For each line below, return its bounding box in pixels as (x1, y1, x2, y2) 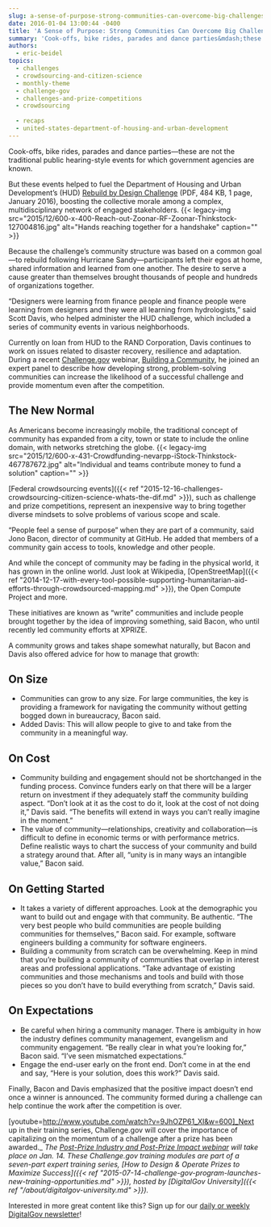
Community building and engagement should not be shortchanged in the (19, 773, 262, 783)
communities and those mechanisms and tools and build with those (19, 972, 244, 981)
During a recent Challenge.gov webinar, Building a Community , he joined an (8, 354, 260, 364)
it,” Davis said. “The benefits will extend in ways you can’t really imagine (19, 808, 261, 817)
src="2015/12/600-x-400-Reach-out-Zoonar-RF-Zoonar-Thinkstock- (8, 213, 238, 223)
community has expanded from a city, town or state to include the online (8, 433, 249, 444)
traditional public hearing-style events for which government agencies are (8, 155, 255, 165)
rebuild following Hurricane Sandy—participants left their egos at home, (23, 255, 263, 265)
